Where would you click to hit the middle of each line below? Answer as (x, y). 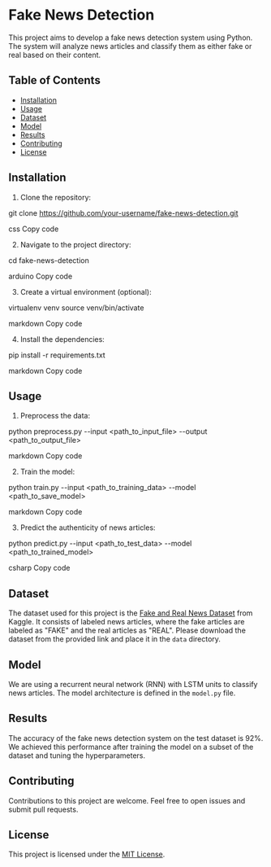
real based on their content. (55, 55)
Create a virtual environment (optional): (86, 291)
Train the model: (47, 472)
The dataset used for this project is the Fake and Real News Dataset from (131, 613)
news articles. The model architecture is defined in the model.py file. (122, 693)
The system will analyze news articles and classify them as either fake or (130, 46)
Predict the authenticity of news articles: (88, 528)
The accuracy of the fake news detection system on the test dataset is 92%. (136, 738)
